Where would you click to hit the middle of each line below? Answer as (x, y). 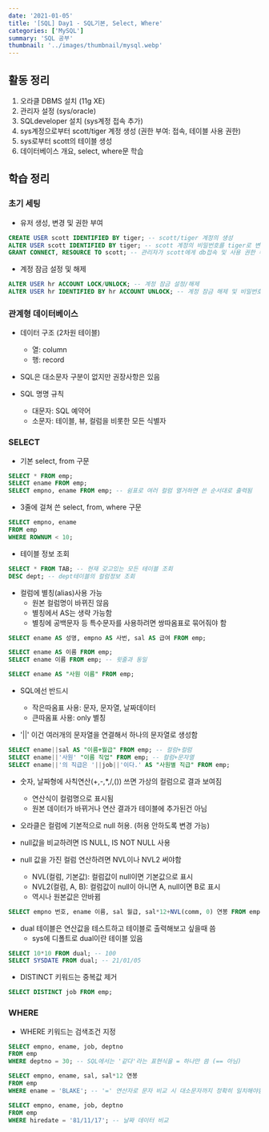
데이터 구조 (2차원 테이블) (60, 333)
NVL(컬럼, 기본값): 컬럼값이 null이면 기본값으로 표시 (112, 876)
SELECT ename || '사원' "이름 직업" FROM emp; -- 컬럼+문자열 (101, 757)
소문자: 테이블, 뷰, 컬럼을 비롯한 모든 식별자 (99, 421)
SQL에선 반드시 (44, 691)
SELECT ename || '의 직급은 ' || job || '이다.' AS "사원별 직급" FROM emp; (119, 765)
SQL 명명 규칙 (42, 394)
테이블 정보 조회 (44, 554)
